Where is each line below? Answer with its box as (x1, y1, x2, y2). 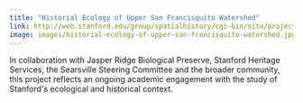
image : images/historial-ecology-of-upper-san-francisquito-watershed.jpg (9, 30, 297, 39)
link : (9, 22, 30, 31)
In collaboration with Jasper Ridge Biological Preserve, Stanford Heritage (9, 55, 281, 66)
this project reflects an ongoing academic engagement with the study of (9, 74, 278, 85)
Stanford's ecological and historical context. (9, 83, 173, 95)
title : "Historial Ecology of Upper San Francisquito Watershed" (9, 13, 260, 23)
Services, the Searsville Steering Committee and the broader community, (9, 64, 281, 75)
